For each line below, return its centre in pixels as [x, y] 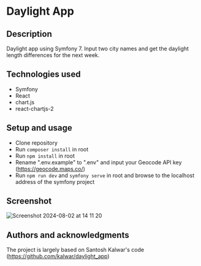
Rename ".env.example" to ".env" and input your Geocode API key [98, 162]
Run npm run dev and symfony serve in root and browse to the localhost [105, 175]
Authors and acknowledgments [68, 235]
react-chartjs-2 [34, 108]
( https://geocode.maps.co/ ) [50, 169]
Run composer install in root [52, 149]
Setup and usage [39, 128]
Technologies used [44, 74]
